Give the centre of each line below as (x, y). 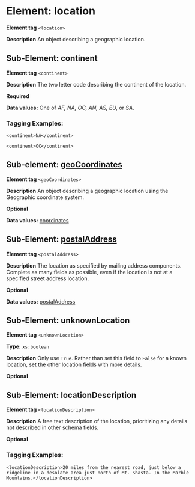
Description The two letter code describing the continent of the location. (96, 84)
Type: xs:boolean (28, 346)
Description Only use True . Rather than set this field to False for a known (97, 358)
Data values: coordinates (37, 220)
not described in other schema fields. (52, 427)
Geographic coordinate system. (45, 197)
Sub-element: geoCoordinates (64, 164)
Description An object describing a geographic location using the (87, 191)
